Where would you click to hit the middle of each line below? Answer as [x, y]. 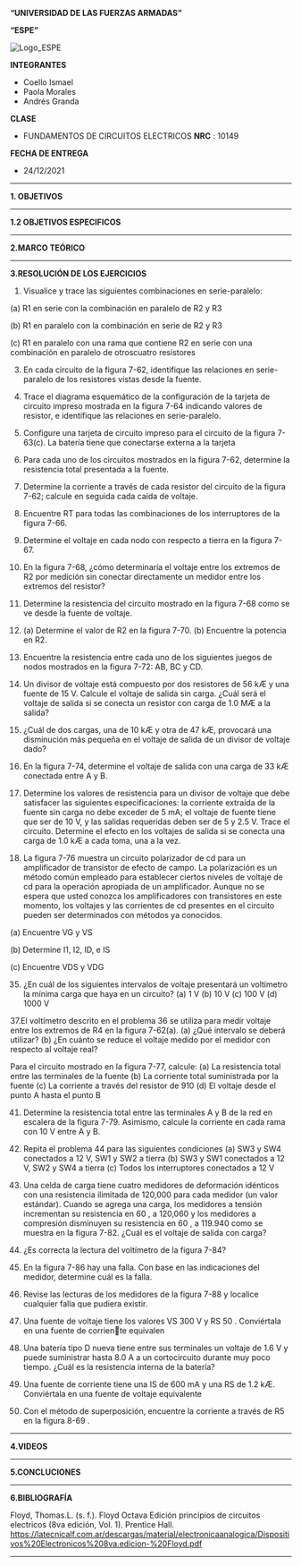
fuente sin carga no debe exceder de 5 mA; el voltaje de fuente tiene [149, 812]
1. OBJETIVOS [37, 196]
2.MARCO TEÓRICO [48, 248]
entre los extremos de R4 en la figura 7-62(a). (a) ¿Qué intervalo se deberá [148, 1030]
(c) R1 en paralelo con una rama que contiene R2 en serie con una [131, 343]
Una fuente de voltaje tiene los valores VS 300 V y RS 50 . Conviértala [152, 1321]
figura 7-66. [45, 523]
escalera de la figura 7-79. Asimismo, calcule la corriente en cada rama [154, 1122]
